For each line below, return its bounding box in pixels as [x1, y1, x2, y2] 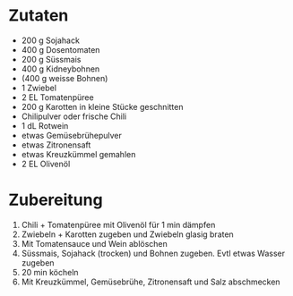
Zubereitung [8, 190, 104, 210]
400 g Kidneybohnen [21, 63, 100, 74]
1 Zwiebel [21, 82, 57, 93]
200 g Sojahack [21, 35, 80, 46]
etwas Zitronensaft [21, 140, 91, 150]
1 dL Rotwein [21, 120, 69, 131]
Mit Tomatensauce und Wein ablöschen [21, 238, 168, 249]
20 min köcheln [21, 266, 79, 277]
